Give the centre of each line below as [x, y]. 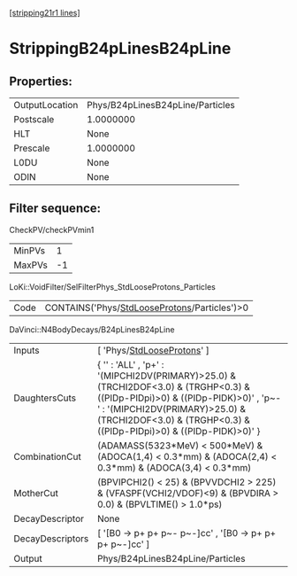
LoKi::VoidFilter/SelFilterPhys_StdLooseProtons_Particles [113, 286]
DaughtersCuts [45, 398]
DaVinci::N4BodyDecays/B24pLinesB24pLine [92, 329]
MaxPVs [31, 265]
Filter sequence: [55, 209]
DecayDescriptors [51, 538]
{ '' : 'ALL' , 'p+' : [130, 364]
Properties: [41, 81]
